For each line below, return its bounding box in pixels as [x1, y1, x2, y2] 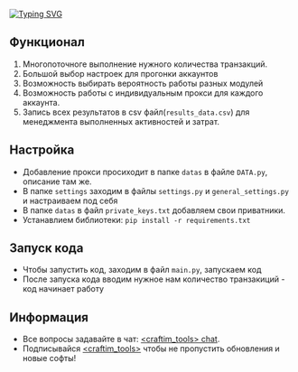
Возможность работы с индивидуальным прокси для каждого [22, 87, 264, 98]
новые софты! [22, 353, 77, 364]
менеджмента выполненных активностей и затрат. [22, 116, 219, 126]
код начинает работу [22, 284, 105, 294]
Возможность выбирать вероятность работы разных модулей [22, 78, 264, 88]
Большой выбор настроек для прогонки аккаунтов [22, 68, 219, 79]
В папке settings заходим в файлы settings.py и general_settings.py [22, 185, 289, 196]
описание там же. [22, 176, 92, 187]
